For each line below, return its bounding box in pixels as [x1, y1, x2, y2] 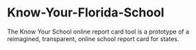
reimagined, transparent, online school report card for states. [7, 34, 180, 42]
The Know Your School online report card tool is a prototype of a [7, 27, 190, 36]
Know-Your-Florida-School [7, 5, 164, 21]
